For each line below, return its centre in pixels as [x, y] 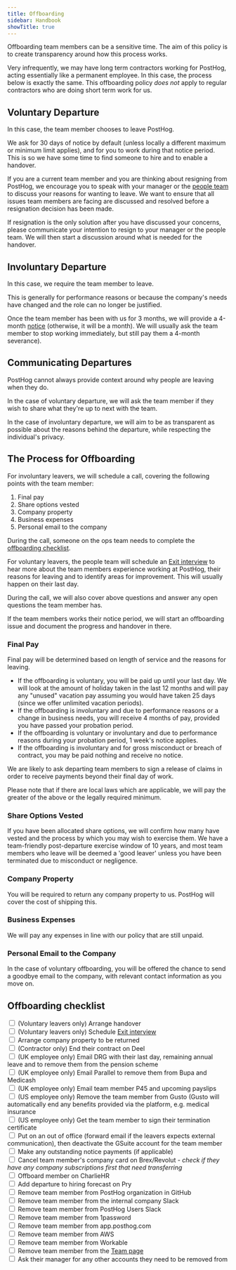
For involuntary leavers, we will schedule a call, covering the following [109, 476]
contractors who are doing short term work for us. [80, 90]
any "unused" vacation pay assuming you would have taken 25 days [116, 695]
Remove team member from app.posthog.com [84, 1226]
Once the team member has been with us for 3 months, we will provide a [112, 318]
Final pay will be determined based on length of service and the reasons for [117, 659]
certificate [22, 1127]
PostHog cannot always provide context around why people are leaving [111, 379]
